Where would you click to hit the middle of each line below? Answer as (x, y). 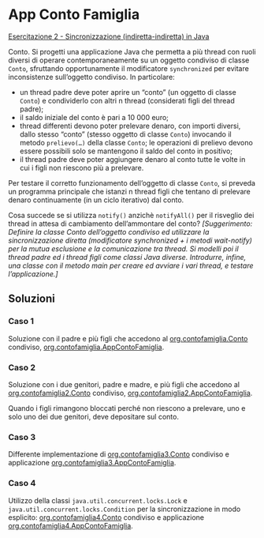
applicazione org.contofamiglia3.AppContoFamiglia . (92, 463)
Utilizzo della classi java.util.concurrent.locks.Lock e (98, 500)
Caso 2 (22, 367)
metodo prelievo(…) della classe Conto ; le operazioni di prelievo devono (136, 142)
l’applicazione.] (33, 273)
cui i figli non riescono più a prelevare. (82, 167)
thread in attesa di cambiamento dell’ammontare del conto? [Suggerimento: (130, 224)
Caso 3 (22, 437)
